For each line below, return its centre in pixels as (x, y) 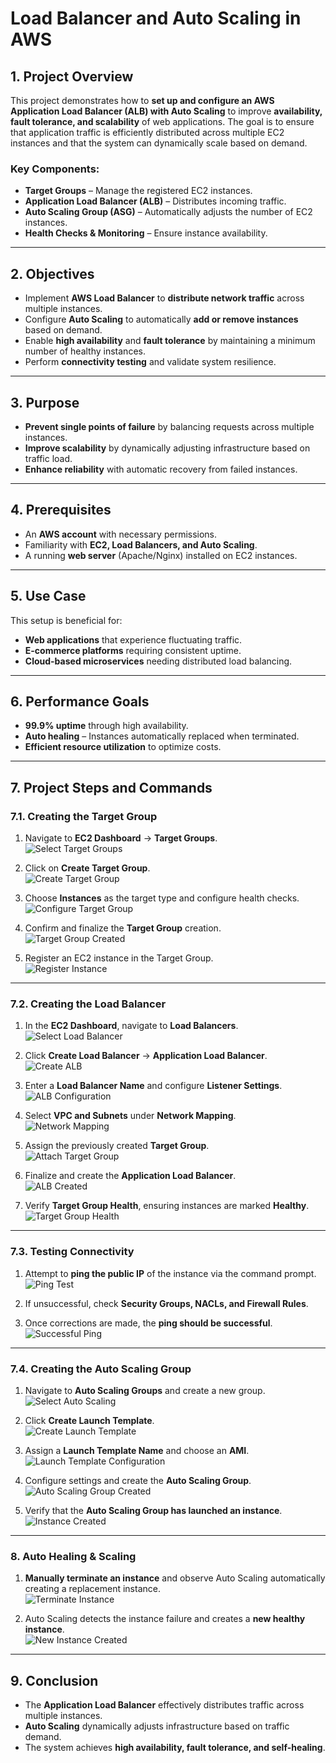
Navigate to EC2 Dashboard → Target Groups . (121, 838)
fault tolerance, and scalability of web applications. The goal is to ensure (162, 121)
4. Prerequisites (61, 510)
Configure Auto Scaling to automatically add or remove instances (161, 319)
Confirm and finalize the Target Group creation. (123, 928)
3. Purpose (45, 402)
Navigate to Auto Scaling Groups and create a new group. (145, 1390)
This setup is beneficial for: (66, 620)
